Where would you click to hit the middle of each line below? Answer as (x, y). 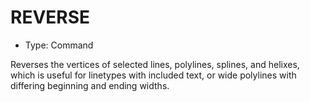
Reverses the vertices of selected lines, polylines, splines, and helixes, (155, 64)
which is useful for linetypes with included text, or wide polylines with (153, 75)
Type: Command (59, 45)
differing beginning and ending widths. (90, 85)
